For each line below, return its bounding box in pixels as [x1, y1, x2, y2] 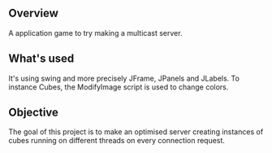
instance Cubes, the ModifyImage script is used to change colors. [8, 81, 229, 92]
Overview [8, 7, 59, 20]
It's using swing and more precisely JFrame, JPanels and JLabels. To [8, 73, 240, 83]
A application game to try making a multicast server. [8, 28, 183, 37]
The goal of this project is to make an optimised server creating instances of [8, 127, 264, 137]
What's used [8, 52, 75, 66]
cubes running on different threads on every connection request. [8, 136, 226, 146]
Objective [8, 106, 59, 120]
